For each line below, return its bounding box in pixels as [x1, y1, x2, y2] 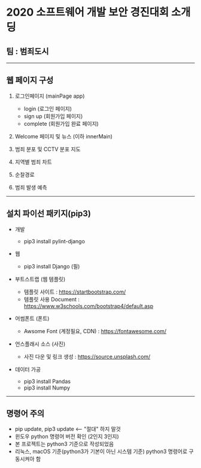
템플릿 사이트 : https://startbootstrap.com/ [23, 288, 126, 295]
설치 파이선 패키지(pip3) [6, 209, 92, 219]
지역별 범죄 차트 [14, 158, 52, 165]
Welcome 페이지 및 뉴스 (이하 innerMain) [14, 132, 112, 140]
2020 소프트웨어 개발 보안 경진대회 [6, 5, 169, 19]
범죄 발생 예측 [14, 183, 47, 191]
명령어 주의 [6, 409, 45, 419]
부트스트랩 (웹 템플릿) [14, 275, 66, 282]
